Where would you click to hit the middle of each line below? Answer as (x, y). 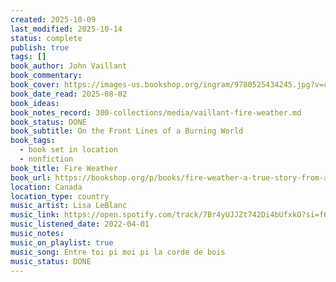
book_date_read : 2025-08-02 (69, 94)
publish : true (40, 47)
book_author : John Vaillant (69, 66)
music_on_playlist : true (62, 242)
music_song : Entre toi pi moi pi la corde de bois (118, 252)
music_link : (35, 215)
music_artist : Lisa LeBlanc (69, 206)
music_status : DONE (51, 261)
